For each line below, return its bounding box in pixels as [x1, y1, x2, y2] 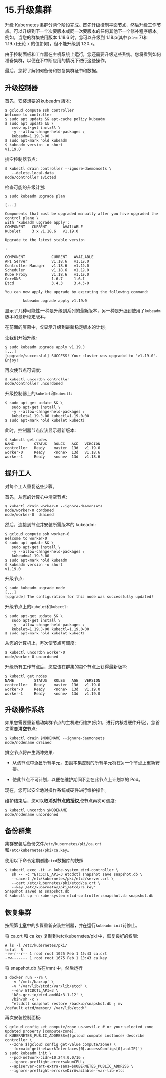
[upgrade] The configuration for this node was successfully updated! [5, 594, 154, 599]
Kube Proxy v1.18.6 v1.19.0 [5, 272, 90, 277]
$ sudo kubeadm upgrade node [5, 585, 65, 590]
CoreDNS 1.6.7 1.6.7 [5, 276, 85, 281]
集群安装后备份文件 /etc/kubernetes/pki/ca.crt [5, 841, 102, 847]
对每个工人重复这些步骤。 [5, 483, 57, 489]
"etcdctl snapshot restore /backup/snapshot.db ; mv [11, 1001, 123, 1006]
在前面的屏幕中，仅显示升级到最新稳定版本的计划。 [5, 324, 109, 330]
